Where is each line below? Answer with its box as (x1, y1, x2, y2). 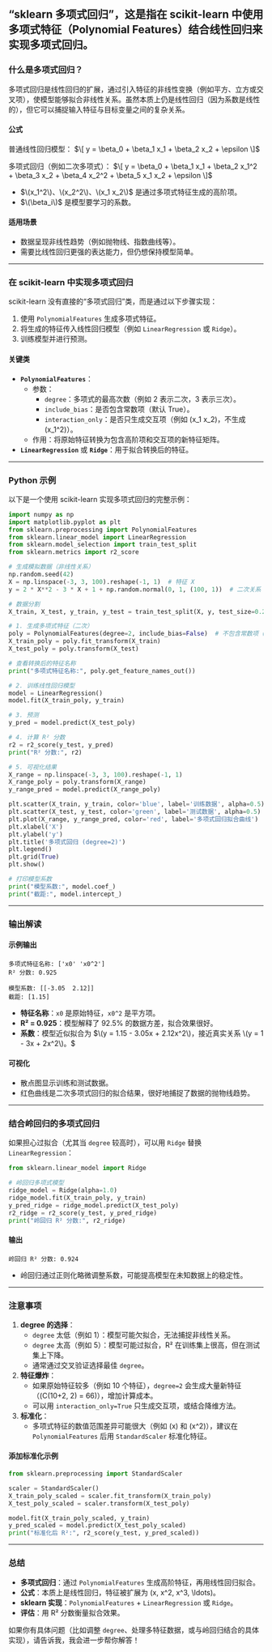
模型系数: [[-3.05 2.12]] (8, 984, 95, 992)
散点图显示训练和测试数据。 (19, 1078, 113, 1088)
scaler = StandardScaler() (8, 1484, 100, 1492)
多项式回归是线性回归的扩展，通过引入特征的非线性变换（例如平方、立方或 (8, 84, 257, 94)
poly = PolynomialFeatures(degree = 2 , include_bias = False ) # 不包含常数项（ (8, 630, 265, 638)
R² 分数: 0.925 (8, 969, 57, 977)
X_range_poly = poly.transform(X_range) (8, 778, 147, 786)
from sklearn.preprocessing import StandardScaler (8, 1470, 183, 1478)
